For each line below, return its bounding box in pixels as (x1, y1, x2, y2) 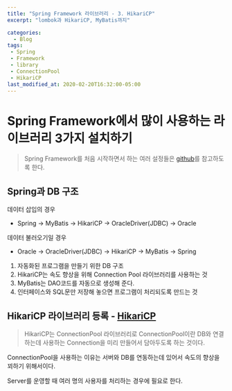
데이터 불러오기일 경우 (7, 233, 67, 242)
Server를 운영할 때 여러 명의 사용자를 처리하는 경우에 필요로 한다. (7, 376, 184, 385)
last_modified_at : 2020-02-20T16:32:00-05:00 (7, 81, 141, 88)
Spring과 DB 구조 (7, 185, 79, 197)
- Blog (13, 35, 33, 42)
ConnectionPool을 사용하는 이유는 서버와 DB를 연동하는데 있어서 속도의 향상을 (7, 353, 220, 361)
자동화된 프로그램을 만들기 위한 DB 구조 (17, 262, 124, 270)
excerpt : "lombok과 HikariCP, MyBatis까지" (7, 17, 130, 24)
